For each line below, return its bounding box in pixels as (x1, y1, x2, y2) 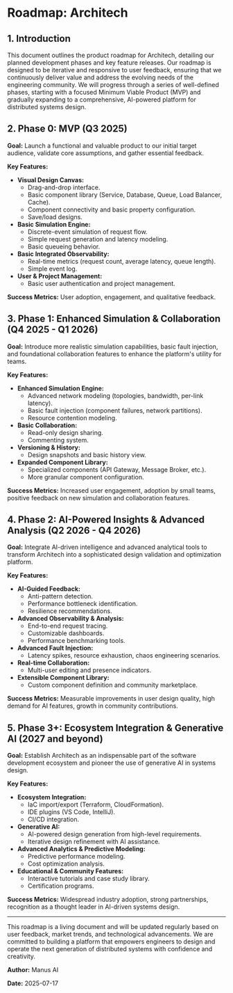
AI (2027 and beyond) (7, 733, 103, 745)
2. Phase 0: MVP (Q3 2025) (7, 123, 128, 135)
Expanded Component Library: (17, 458, 109, 466)
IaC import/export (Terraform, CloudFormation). (27, 800, 164, 809)
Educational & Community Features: (17, 867, 123, 875)
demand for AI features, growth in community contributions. (7, 701, 178, 710)
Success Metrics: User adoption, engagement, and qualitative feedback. (7, 292, 216, 301)
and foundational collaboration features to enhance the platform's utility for (7, 349, 222, 358)
